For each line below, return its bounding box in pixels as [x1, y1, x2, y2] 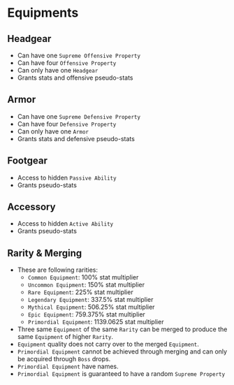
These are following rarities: [17, 266, 98, 274]
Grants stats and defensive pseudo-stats [17, 134, 135, 143]
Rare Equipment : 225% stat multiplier [27, 288, 134, 296]
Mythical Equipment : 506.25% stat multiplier [27, 303, 155, 312]
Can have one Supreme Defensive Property [17, 112, 141, 120]
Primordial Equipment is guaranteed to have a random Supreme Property [17, 370, 226, 378]
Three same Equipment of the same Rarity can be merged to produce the [17, 325, 228, 333]
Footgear [7, 155, 47, 167]
